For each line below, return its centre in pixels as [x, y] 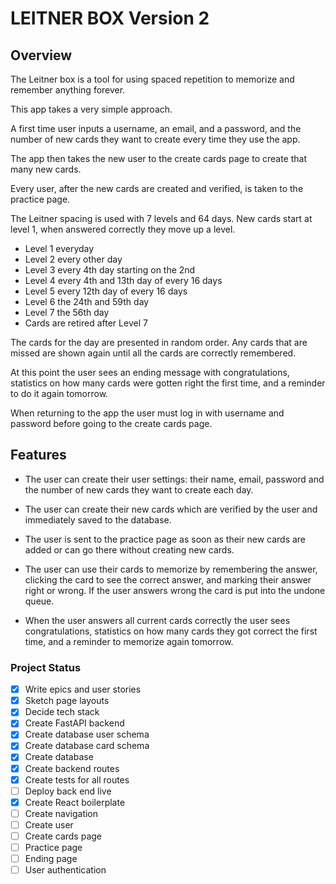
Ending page [51, 859]
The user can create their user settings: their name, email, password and [174, 479]
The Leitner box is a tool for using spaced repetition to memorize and [152, 79]
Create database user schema [87, 734]
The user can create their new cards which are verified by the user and [171, 509]
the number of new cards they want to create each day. [139, 489]
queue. [39, 601]
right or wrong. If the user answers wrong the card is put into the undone [175, 590]
